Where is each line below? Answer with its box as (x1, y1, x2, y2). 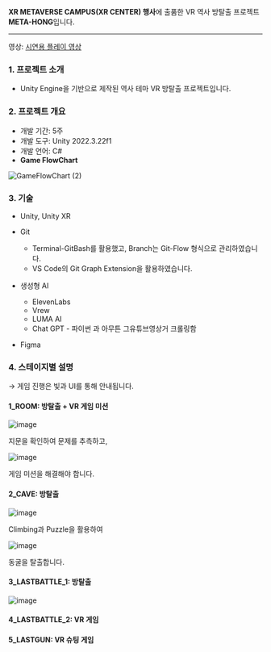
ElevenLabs (31, 297, 71, 307)
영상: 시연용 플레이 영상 (8, 42, 82, 51)
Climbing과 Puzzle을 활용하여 (8, 524, 103, 534)
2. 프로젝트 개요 (8, 106, 66, 117)
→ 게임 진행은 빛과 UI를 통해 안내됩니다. (8, 382, 135, 391)
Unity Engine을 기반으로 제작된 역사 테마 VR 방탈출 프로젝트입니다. (19, 84, 231, 94)
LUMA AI (31, 314, 62, 324)
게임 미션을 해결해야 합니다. (8, 469, 95, 479)
